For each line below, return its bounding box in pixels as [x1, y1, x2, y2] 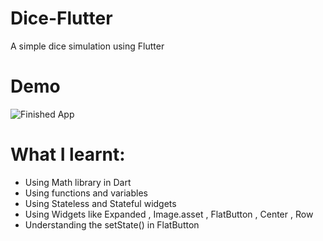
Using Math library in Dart [24, 176, 132, 188]
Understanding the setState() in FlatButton [24, 218, 200, 231]
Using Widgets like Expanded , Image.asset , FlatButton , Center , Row [24, 208, 314, 220]
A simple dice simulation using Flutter [10, 40, 165, 52]
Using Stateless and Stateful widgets [24, 197, 177, 209]
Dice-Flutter [10, 7, 113, 30]
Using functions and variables [24, 187, 148, 199]
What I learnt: [10, 143, 126, 166]
